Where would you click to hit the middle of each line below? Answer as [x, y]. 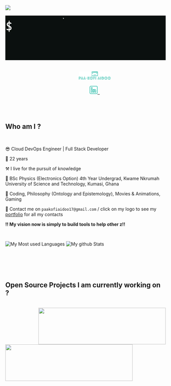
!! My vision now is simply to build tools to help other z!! [65, 224]
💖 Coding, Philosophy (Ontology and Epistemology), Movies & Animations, [83, 194]
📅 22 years [17, 158]
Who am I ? [23, 127]
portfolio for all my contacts [34, 214]
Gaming [13, 199]
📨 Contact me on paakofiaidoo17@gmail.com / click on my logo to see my [81, 209]
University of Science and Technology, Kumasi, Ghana [62, 184]
